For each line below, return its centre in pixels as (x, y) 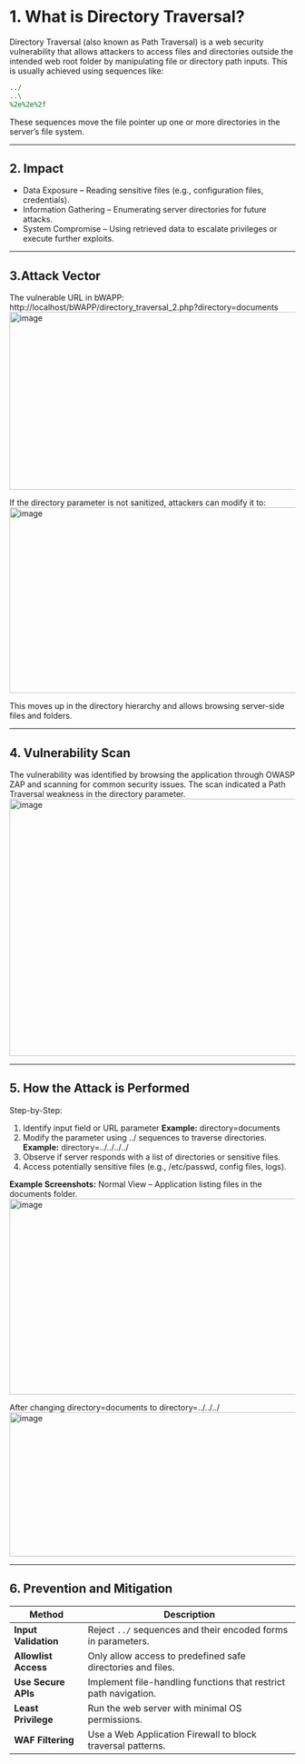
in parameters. (118, 1640)
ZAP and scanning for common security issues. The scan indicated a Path (148, 784)
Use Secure (39, 1681)
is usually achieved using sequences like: (87, 71)
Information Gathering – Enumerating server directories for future (144, 210)
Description (189, 1614)
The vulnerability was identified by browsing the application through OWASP (152, 775)
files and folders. (41, 716)
